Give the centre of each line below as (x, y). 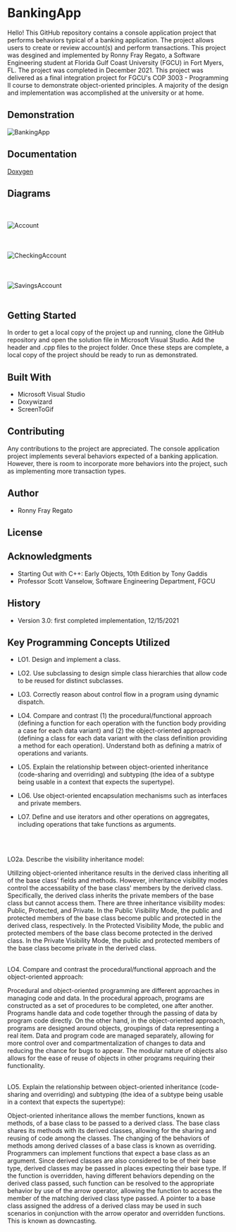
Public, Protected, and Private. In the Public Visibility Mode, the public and (115, 911)
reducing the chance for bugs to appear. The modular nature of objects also (117, 1051)
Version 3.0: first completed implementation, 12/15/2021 (98, 620)
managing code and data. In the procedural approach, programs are (106, 998)
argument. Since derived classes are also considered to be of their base (112, 1161)
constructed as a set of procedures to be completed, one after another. (110, 1006)
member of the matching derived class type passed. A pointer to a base (112, 1198)
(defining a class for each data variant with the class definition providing (122, 738)
